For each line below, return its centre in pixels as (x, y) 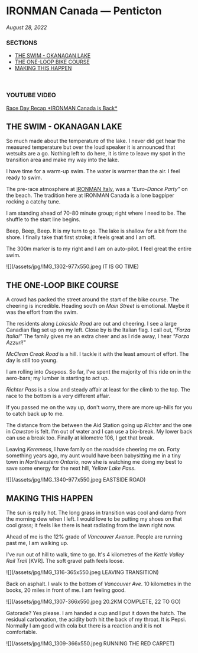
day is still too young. (32, 361)
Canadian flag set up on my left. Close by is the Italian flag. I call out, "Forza (98, 330)
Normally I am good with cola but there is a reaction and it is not (84, 625)
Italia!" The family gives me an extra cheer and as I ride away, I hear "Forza (98, 336)
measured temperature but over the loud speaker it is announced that (91, 147)
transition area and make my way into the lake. (63, 160)
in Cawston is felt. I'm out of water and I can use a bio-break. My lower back (99, 432)
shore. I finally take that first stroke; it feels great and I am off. (81, 237)
